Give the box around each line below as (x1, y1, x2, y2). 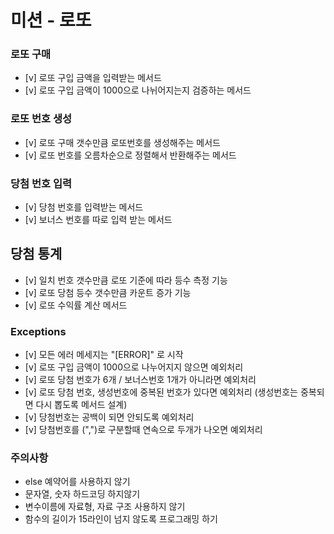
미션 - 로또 (10, 9, 92, 32)
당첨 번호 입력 (10, 176, 73, 190)
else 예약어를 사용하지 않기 (24, 476, 131, 488)
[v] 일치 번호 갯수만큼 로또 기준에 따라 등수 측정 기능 (24, 274, 228, 286)
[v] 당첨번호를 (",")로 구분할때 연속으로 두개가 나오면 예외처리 (24, 424, 263, 436)
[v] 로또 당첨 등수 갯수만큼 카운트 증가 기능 (24, 286, 192, 298)
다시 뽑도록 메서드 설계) (35, 399, 128, 411)
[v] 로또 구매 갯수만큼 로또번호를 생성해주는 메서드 (24, 136, 221, 148)
